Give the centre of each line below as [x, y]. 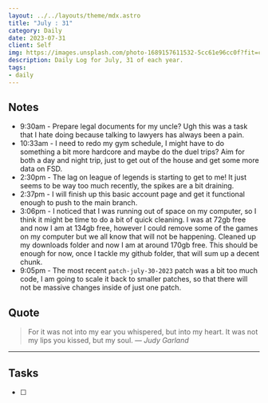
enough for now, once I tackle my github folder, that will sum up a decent [140, 254]
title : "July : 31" [41, 23]
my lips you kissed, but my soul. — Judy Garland [108, 341]
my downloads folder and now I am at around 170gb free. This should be [139, 245]
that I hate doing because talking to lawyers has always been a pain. [132, 135]
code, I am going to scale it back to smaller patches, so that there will [134, 279]
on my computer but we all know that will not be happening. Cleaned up [138, 237]
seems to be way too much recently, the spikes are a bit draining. [127, 186]
